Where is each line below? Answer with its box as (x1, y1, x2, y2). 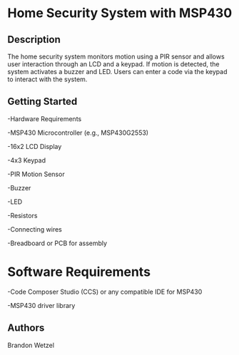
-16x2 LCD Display (7, 142, 62, 150)
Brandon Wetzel (7, 341, 55, 349)
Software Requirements (7, 264, 151, 279)
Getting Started (7, 96, 78, 108)
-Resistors (7, 211, 38, 220)
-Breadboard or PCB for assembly (7, 239, 108, 247)
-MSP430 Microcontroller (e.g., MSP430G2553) (7, 128, 148, 137)
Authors (7, 322, 45, 334)
